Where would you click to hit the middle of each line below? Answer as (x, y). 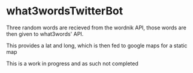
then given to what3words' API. (45, 34)
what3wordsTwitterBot (65, 11)
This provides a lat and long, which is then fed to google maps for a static (97, 45)
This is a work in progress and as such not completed (73, 63)
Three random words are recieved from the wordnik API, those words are (96, 28)
